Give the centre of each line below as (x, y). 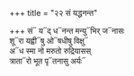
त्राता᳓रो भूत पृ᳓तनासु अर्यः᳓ (48, 61)
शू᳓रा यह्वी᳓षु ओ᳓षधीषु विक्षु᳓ (49, 41)
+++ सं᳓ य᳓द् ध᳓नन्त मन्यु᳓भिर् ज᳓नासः (67, 31)
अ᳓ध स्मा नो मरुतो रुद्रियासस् (50, 51)
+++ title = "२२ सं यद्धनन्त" (54, 13)
